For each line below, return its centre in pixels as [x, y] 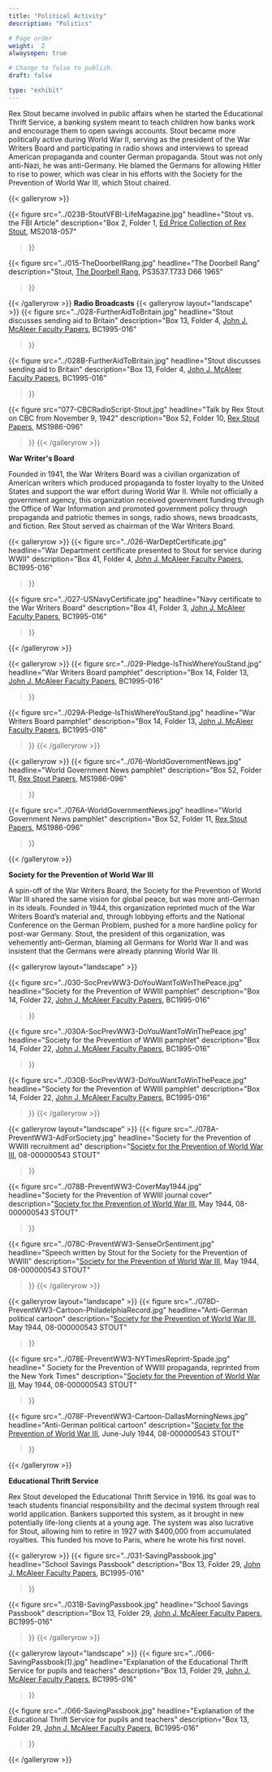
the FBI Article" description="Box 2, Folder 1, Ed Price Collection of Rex [127, 223]
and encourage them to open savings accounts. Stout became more [122, 130]
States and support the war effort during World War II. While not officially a [133, 491]
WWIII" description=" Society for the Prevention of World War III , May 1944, [134, 1261]
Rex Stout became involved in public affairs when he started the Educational [136, 113]
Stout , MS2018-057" [43, 231]
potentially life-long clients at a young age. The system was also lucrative [131, 1522]
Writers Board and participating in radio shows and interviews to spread [129, 148]
